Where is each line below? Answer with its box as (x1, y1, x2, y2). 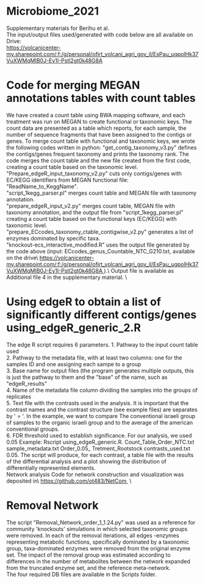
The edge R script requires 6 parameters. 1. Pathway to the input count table (6, 341, 198, 348)
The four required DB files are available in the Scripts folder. (6, 571, 157, 578)
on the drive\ (6, 254, 38, 261)
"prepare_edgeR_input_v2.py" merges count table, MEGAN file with (6, 202, 175, 209)
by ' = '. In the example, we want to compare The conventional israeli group (6, 412, 196, 419)
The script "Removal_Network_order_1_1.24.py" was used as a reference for (6, 519, 196, 526)
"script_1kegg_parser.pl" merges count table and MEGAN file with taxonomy (6, 189, 197, 196)
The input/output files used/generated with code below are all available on (6, 31, 193, 38)
